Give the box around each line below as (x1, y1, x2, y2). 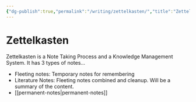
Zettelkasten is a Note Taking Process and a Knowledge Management (6, 53, 173, 60)
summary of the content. (14, 83, 74, 90)
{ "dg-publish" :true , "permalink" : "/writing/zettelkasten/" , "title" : (6, 8, 174, 15)
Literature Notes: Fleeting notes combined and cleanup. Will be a (14, 76, 171, 83)
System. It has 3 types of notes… (6, 59, 86, 66)
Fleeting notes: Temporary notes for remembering (14, 71, 135, 78)
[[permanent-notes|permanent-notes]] (14, 89, 108, 96)
